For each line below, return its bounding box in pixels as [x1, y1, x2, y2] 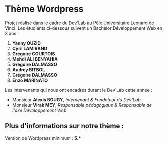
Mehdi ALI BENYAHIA [12, 56, 58, 62]
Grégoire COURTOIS [12, 51, 55, 57]
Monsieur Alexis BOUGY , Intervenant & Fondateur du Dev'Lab [12, 96, 141, 103]
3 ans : [5, 30, 19, 36]
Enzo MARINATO [12, 77, 48, 83]
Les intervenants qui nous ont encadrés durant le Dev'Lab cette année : [5, 87, 152, 93]
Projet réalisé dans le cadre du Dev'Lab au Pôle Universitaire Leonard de [5, 20, 154, 26]
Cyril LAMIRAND [12, 45, 48, 51]
